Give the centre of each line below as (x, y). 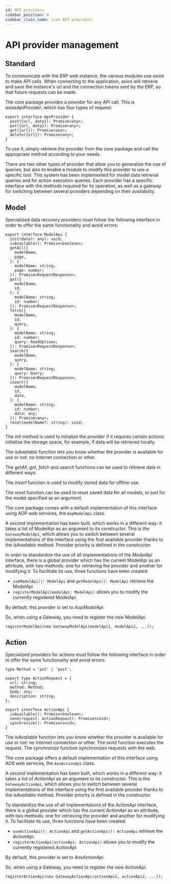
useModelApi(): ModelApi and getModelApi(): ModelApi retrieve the (83, 581)
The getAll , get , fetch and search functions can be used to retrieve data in (83, 467)
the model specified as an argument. (44, 498)
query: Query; (29, 373)
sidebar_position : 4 (27, 15)
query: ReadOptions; (36, 342)
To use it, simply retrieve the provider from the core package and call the (82, 149)
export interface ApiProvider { (40, 117)
